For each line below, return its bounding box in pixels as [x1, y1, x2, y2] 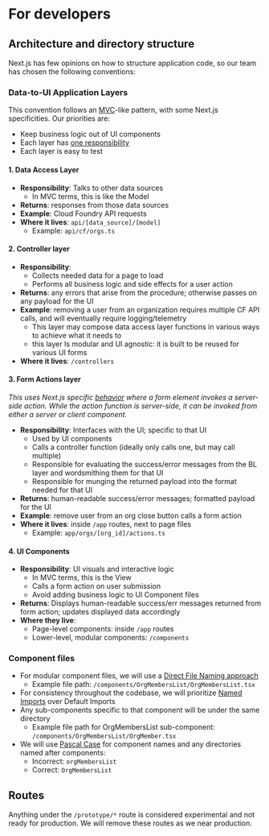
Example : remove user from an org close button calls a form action [19, 511, 243, 520]
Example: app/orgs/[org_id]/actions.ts [31, 528, 166, 537]
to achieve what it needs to [31, 330, 122, 340]
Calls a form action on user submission [31, 581, 161, 591]
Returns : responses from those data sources [19, 200, 169, 209]
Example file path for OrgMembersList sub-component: [31, 722, 215, 732]
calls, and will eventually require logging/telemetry [19, 313, 187, 323]
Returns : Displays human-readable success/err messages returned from [19, 598, 262, 608]
